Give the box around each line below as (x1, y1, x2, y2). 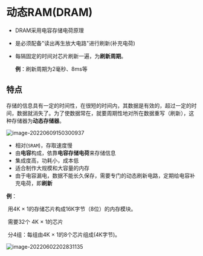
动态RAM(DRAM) (6, 5, 93, 19)
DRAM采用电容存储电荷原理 (14, 27, 85, 34)
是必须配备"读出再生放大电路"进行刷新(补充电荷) (14, 39, 136, 47)
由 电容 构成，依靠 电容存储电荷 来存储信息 (14, 149, 116, 156)
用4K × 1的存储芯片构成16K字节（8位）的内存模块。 (7, 205, 137, 212)
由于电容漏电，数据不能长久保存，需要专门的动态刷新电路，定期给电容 (14, 172, 190, 179)
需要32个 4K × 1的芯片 (7, 218, 63, 225)
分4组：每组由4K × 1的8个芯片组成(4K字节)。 (7, 231, 121, 238)
